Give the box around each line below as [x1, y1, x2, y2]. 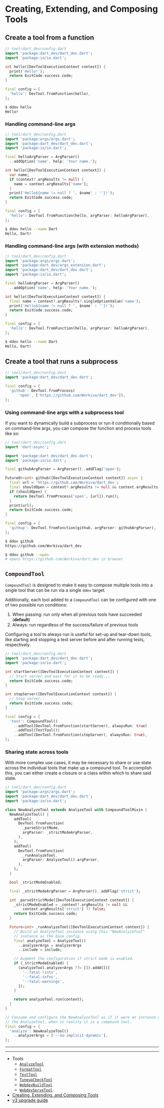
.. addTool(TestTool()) [14, 728, 60, 733]
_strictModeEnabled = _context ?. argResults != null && [14, 902, 128, 907]
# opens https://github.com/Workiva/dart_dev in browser [5, 557, 123, 562]
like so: [5, 430, 20, 436]
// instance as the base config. [14, 934, 82, 939]
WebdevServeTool [19, 1088, 53, 1093]
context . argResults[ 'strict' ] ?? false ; [22, 907, 106, 912]
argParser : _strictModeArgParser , [22, 830, 93, 835]
